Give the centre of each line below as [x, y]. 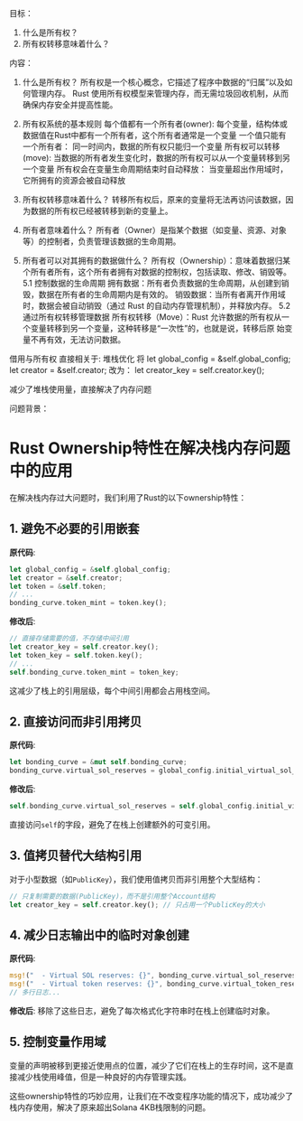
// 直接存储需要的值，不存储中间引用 [69, 639]
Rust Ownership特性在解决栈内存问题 [150, 448]
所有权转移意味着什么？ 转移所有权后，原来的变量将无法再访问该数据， [154, 200]
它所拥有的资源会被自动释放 [74, 180]
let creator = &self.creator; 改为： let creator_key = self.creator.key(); [137, 370]
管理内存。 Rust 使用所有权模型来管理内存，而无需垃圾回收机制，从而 [159, 93]
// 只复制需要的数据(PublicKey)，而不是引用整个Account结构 [112, 896]
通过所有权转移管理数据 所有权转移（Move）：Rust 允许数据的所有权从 [152, 317]
